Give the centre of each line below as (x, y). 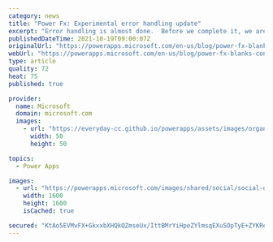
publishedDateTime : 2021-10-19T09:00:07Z (80, 39)
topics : (22, 158)
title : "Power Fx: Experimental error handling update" (105, 24)
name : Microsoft (43, 106)
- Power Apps (38, 166)
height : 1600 (45, 204)
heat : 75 (23, 76)
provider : (25, 98)
